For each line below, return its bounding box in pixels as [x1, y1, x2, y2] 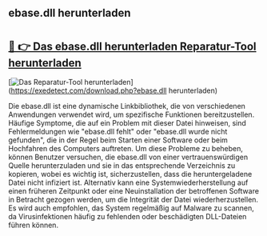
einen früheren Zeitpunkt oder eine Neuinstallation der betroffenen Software [8, 186, 260, 195]
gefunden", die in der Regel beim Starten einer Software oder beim [8, 135, 228, 145]
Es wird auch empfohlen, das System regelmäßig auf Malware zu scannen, [8, 203, 254, 213]
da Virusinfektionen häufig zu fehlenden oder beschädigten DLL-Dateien [8, 212, 247, 221]
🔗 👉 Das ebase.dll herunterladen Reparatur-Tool [8, 39, 257, 53]
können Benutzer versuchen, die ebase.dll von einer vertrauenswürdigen [8, 152, 249, 162]
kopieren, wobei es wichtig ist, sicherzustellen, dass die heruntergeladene [8, 170, 253, 178]
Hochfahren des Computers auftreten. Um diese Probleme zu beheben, [8, 144, 244, 153]
